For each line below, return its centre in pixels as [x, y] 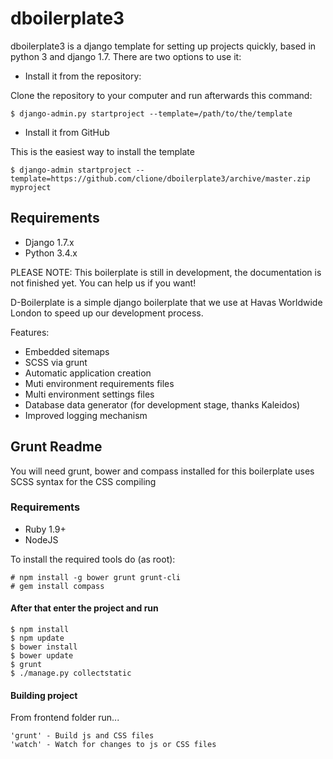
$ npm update [37, 638]
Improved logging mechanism [86, 415]
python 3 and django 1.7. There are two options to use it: [126, 56]
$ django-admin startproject [71, 170]
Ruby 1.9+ [45, 529]
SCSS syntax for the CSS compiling [83, 481]
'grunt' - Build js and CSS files [82, 736]
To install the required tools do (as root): [93, 559]
